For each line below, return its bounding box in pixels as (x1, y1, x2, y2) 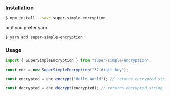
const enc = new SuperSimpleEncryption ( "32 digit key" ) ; (5, 68, 129, 73)
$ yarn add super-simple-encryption (5, 35, 83, 40)
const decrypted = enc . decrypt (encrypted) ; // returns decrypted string (5, 85, 163, 90)
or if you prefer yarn (5, 25, 47, 31)
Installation (5, 4, 34, 11)
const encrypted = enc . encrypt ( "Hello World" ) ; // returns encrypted (5, 77, 156, 82)
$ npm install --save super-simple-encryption (5, 16, 106, 21)
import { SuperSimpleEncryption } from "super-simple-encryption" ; (5, 58, 152, 63)
